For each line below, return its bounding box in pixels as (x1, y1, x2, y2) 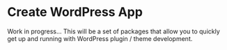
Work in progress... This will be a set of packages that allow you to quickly (7, 27, 221, 35)
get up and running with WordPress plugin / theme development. (7, 34, 193, 42)
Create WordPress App (7, 4, 143, 20)
